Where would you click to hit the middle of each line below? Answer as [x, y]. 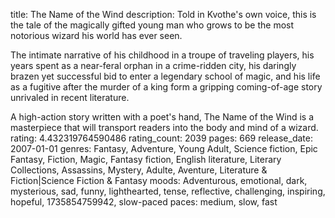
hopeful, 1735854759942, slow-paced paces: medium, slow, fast [144, 202]
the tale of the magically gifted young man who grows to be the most [152, 25]
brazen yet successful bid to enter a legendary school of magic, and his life [165, 76]
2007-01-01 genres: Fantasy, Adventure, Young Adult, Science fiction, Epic [164, 148]
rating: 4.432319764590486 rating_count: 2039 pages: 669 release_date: [161, 138]
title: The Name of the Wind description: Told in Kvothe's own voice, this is [163, 14]
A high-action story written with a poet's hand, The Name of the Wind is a [162, 117]
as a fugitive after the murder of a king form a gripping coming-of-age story [166, 87]
